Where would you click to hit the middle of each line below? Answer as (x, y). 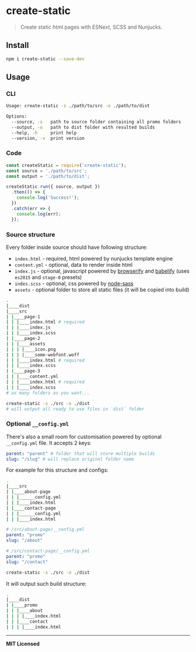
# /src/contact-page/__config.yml (48, 551)
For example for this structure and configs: (57, 470)
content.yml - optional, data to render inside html (73, 265)
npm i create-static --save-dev (45, 59)
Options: (17, 116)
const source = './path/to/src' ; (47, 171)
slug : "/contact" (27, 562)
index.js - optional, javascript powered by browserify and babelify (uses (102, 271)
